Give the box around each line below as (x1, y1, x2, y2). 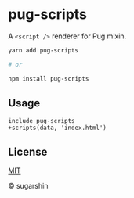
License (8, 145, 48, 158)
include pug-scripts (8, 117, 76, 125)
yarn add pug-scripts (8, 46, 79, 54)
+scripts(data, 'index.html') (8, 124, 107, 132)
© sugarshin (8, 182, 49, 191)
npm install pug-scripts (8, 74, 89, 83)
